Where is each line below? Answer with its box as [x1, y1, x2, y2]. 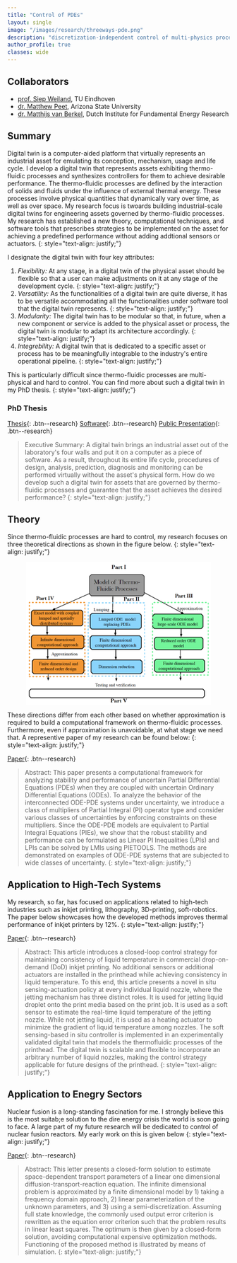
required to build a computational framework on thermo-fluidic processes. [7, 718, 223, 727]
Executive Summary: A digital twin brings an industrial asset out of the [24, 440, 229, 449]
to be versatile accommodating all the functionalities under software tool [17, 296, 229, 305]
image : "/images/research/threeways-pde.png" [7, 26, 143, 33]
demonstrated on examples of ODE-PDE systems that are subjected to [24, 850, 229, 859]
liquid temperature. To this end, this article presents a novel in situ [24, 977, 217, 986]
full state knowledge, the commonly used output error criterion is [24, 1210, 214, 1218]
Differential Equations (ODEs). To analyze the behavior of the [24, 790, 202, 799]
